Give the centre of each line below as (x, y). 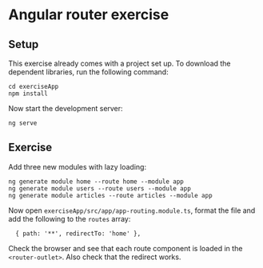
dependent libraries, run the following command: (89, 72)
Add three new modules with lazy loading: (77, 166)
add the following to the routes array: (70, 218)
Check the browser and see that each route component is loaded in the (126, 248)
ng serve (23, 123)
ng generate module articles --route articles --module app (111, 195)
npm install (28, 94)
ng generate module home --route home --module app (96, 182)
